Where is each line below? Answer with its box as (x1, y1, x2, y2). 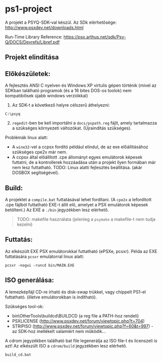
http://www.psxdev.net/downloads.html (5, 24, 84, 30)
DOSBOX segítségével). (12, 170, 59, 175)
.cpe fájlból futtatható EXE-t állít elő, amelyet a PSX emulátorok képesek (5, 202, 148, 207)
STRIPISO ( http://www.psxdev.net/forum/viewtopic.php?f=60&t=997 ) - (12, 323, 153, 329)
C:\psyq (5, 111, 21, 117)
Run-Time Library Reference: (5, 34, 63, 40)
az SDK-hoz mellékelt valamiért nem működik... (12, 328, 106, 334)
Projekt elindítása (5, 53, 59, 62)
